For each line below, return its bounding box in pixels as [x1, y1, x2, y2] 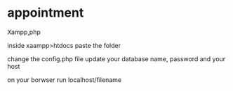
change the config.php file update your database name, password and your [7, 54, 226, 63]
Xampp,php [7, 28, 41, 36]
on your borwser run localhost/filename [7, 75, 121, 84]
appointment [7, 5, 84, 21]
